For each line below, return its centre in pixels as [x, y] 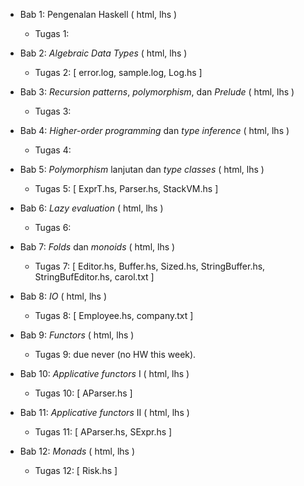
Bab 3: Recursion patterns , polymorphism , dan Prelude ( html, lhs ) [157, 92]
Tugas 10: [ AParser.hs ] [83, 393]
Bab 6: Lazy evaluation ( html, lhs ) [91, 208]
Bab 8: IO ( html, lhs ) [63, 296]
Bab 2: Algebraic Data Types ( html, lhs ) [103, 53]
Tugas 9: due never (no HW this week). [115, 354]
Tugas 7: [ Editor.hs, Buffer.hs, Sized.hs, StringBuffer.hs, [150, 266]
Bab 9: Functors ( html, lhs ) [77, 335]
